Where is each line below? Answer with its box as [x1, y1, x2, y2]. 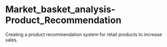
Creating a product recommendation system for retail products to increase [5, 31, 162, 37]
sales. [5, 37, 18, 43]
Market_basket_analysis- [5, 4, 116, 15]
